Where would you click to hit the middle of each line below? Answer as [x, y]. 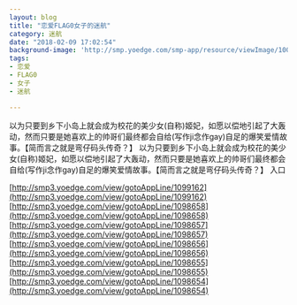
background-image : [43, 50]
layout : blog [33, 17]
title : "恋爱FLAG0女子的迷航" [60, 26]
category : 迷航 [36, 34]
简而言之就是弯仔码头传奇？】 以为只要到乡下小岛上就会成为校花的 [149, 148]
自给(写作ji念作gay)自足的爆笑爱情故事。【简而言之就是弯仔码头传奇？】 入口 [148, 170]
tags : [19, 58]
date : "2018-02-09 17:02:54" [63, 42]
